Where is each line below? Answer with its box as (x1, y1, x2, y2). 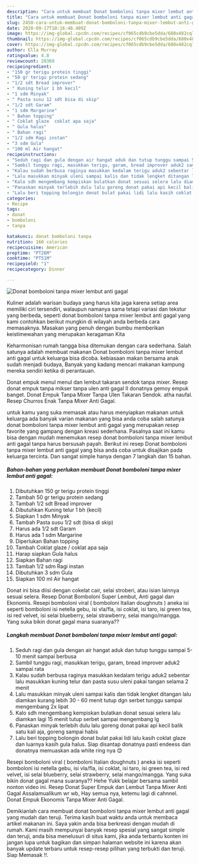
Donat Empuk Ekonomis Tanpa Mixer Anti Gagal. (6, 795, 125, 803)
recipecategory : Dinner (6, 266, 66, 272)
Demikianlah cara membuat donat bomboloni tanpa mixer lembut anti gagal (6, 807, 190, 814)
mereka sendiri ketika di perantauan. (6, 367, 96, 374)
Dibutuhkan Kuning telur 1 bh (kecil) (15, 506, 102, 513)
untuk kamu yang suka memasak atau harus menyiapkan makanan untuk (6, 409, 184, 416)
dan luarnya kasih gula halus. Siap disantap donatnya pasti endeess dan (15, 741, 191, 748)
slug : (6, 19, 20, 25)
